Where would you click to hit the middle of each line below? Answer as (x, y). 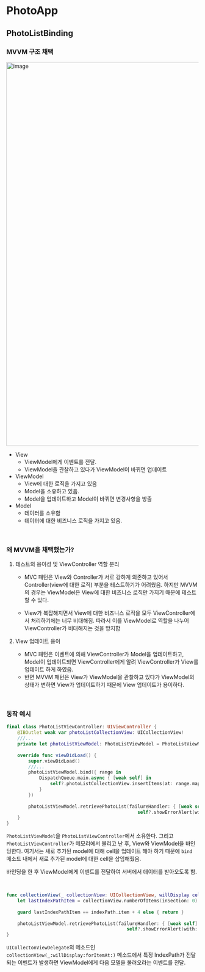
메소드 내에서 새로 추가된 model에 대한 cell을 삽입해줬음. (74, 859)
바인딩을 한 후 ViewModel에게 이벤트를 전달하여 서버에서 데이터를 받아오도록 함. (102, 872)
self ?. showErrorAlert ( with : (162, 929)
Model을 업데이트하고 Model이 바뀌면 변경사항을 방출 (88, 499)
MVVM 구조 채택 (30, 51)
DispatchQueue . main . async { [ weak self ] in (95, 778)
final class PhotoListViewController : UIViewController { (81, 727)
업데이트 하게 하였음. (49, 670)
